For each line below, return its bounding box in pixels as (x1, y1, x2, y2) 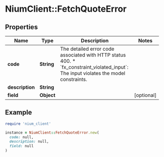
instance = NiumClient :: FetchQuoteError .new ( (5, 130, 99, 135)
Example (5, 108, 32, 117)
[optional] (134, 92, 157, 98)
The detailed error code (60, 45, 115, 52)
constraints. (60, 76, 87, 82)
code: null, (9, 135, 34, 139)
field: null (9, 144, 34, 149)
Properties (5, 23, 38, 31)
